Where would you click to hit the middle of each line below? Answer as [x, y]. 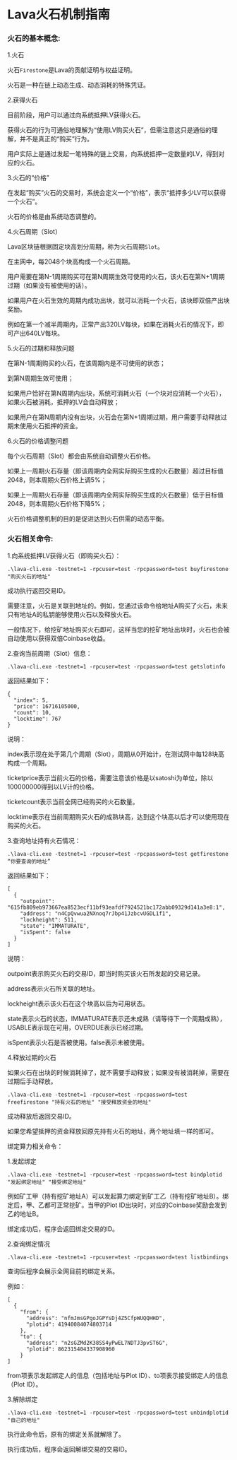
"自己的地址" [24, 1420]
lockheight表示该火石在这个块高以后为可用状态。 [78, 1003]
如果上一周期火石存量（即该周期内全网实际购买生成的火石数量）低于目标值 [115, 495]
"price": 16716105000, [47, 706]
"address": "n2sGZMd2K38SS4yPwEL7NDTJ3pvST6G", [97, 1343]
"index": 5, [31, 700]
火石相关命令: [30, 539]
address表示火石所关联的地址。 [53, 988]
